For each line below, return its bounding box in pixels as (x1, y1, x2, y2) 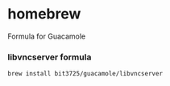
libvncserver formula (7, 51, 92, 63)
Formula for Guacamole (7, 31, 86, 41)
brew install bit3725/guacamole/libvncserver (7, 70, 163, 78)
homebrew (7, 5, 81, 23)
